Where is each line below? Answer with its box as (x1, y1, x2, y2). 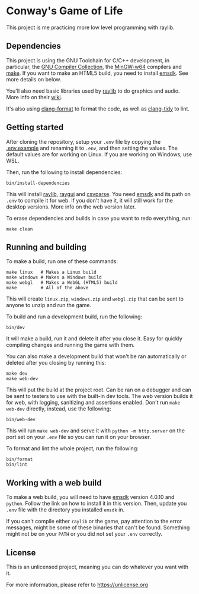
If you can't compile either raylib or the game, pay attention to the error (6, 518, 182, 525)
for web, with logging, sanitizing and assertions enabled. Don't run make (6, 399, 181, 406)
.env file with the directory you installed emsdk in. (6, 506, 125, 513)
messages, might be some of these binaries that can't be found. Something (6, 524, 190, 531)
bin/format (6, 456, 33, 463)
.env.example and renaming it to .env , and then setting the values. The (6, 144, 178, 151)
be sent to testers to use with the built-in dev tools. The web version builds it (6, 393, 193, 400)
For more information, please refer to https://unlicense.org (6, 581, 148, 588)
